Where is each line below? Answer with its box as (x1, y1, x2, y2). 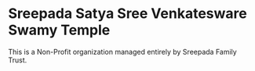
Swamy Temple (8, 21, 111, 39)
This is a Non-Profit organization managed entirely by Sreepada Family (8, 47, 237, 56)
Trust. (8, 55, 27, 65)
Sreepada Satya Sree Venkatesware (8, 5, 247, 23)
